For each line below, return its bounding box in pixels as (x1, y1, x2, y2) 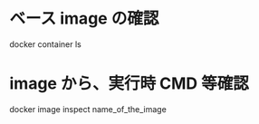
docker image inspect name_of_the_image (9, 103, 168, 114)
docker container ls (9, 38, 82, 50)
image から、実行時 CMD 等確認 (9, 73, 249, 94)
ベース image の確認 (9, 8, 159, 29)
